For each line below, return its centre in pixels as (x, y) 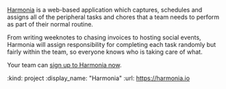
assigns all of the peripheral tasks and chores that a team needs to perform (113, 17)
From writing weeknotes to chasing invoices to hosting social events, (104, 37)
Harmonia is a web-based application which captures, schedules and (105, 10)
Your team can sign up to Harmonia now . (64, 65)
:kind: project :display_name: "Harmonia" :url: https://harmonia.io (99, 78)
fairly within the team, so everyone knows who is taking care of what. (105, 52)
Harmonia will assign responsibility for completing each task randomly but (112, 44)
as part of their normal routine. (50, 24)
